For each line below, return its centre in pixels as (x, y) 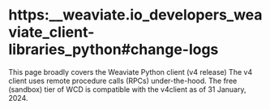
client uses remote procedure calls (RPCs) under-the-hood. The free (123, 81)
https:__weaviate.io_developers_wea (135, 15)
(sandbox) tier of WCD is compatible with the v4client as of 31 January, (127, 89)
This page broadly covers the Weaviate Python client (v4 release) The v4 (131, 72)
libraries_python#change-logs (114, 50)
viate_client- (51, 32)
